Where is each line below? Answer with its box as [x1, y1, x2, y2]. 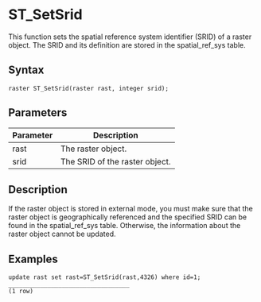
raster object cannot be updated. [8, 229, 116, 239]
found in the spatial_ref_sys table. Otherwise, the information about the [8, 221, 241, 230]
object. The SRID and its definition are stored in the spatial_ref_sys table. [8, 40, 246, 49]
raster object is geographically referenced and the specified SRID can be [8, 212, 247, 222]
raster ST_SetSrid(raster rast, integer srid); [8, 84, 169, 92]
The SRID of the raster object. [60, 156, 171, 167]
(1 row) [8, 288, 34, 296]
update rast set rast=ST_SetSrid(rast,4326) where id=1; [8, 273, 201, 281]
